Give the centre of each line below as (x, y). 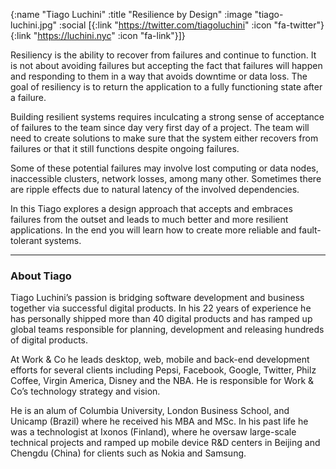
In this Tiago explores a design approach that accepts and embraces (151, 208)
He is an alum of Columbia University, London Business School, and (150, 411)
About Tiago (41, 276)
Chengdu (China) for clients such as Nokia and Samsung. (128, 453)
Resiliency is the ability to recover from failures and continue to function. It (163, 55)
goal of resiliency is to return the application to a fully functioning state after (166, 87)
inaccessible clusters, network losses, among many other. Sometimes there (166, 178)
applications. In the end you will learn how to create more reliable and (153, 230)
